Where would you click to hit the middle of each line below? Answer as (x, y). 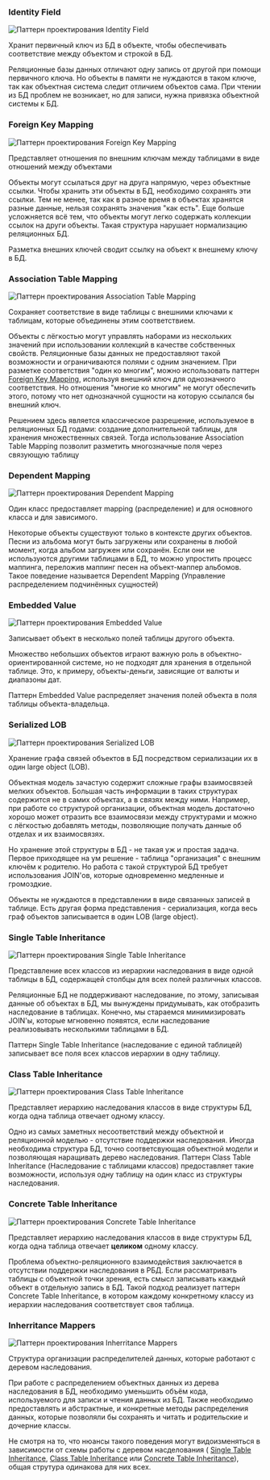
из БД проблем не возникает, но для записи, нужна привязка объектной (134, 95)
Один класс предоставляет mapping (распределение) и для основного (131, 509)
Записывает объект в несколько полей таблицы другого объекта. (122, 638)
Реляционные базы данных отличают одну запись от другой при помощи (135, 69)
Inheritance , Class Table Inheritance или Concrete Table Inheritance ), (124, 1458)
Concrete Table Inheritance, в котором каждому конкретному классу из (131, 1296)
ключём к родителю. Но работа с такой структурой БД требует (118, 867)
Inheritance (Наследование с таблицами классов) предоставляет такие (131, 1166)
